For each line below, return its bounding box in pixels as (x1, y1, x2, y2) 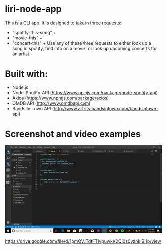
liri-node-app (5, 3, 62, 15)
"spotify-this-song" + (12, 29, 57, 35)
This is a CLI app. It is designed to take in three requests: (5, 20, 122, 26)
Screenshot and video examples (5, 128, 141, 140)
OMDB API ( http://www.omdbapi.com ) (12, 100, 91, 106)
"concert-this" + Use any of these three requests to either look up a (12, 40, 151, 46)
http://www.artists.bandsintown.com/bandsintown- (54, 105, 158, 111)
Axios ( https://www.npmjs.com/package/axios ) (12, 95, 109, 101)
